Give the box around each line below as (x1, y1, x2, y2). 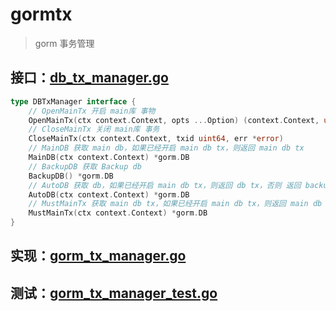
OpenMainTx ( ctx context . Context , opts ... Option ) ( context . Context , (28, 115, 320, 125)
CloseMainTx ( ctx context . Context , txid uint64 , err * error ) (28, 134, 284, 144)
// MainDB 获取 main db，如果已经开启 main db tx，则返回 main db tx (28, 143, 305, 153)
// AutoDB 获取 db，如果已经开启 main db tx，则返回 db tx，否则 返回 (28, 180, 302, 190)
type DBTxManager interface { (10, 96, 137, 107)
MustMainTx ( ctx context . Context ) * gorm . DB (28, 208, 208, 218)
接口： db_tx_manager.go (10, 69, 169, 87)
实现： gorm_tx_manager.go (10, 248, 187, 265)
